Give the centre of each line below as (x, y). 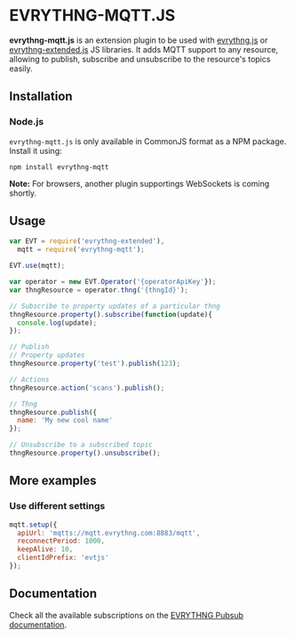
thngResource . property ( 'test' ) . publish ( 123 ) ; (95, 364)
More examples (53, 481)
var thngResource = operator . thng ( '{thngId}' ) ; (99, 290)
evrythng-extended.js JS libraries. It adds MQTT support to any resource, (144, 49)
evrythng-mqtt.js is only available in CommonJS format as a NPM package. (148, 141)
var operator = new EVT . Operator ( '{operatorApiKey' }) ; (113, 282)
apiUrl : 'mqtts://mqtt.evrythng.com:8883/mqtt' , (109, 533)
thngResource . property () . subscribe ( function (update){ (111, 314)
